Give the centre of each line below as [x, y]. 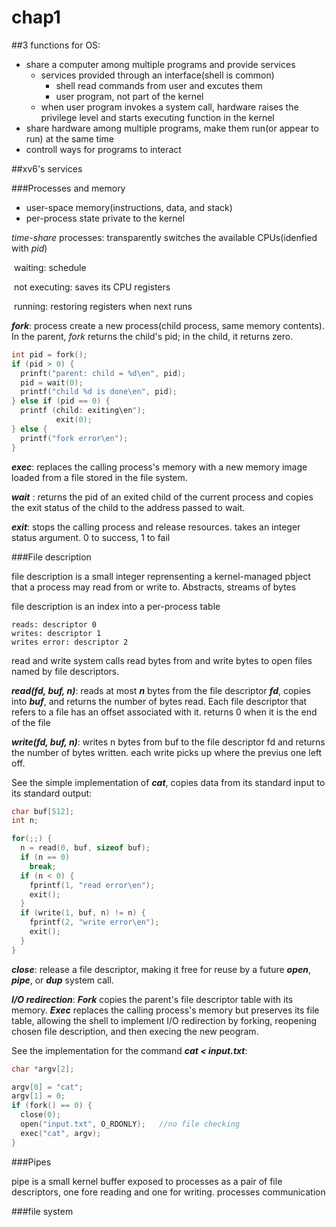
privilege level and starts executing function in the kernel [157, 117]
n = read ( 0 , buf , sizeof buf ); [85, 848]
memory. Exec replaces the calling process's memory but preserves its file [165, 1010]
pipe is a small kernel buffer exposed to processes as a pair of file [147, 1181]
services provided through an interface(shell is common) [157, 75]
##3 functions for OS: [56, 45]
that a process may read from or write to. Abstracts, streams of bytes [154, 587]
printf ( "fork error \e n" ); [74, 438]
